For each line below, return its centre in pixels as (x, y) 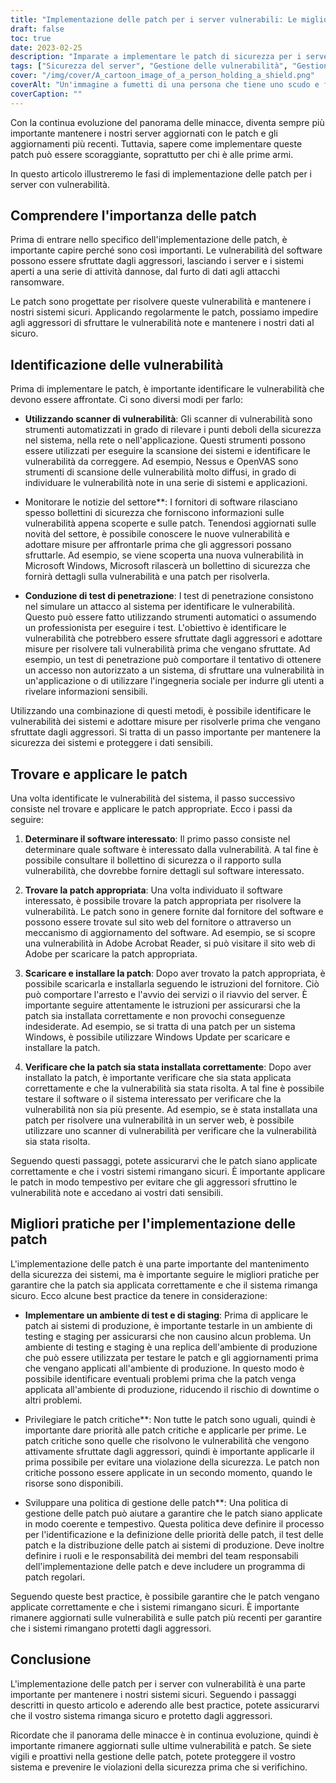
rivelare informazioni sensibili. (86, 692)
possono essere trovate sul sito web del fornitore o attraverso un (158, 922)
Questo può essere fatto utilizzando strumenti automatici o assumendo (170, 617)
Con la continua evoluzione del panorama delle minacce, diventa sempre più (167, 122)
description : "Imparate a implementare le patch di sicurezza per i (156, 57)
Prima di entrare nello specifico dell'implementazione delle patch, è (149, 240)
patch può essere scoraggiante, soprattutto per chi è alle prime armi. (152, 154)
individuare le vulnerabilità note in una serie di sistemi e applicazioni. (166, 483)
